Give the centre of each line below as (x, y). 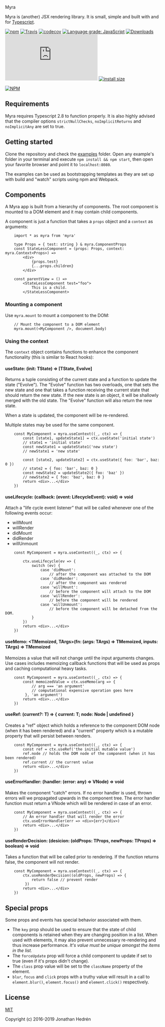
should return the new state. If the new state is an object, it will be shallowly (82, 395)
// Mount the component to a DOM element (57, 324)
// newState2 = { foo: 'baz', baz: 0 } (64, 477)
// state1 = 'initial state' (53, 443)
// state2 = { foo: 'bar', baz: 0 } (60, 469)
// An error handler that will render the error (74, 817)
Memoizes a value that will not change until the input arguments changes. (80, 658)
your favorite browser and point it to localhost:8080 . (58, 164)
